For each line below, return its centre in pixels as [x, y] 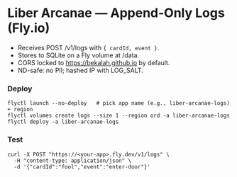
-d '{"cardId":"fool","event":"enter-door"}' [82, 167]
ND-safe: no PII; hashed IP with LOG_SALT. [80, 70]
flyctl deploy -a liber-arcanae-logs [63, 122]
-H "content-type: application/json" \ [73, 161]
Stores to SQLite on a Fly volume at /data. [78, 55]
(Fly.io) [29, 28]
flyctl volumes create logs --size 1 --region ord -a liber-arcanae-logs [119, 116]
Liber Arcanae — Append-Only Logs [116, 13]
